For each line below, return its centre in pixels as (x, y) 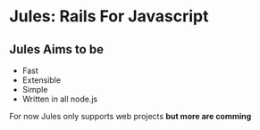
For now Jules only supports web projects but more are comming (130, 116)
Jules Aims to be (57, 49)
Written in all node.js (60, 99)
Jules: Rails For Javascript (109, 16)
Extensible (41, 80)
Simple (35, 89)
